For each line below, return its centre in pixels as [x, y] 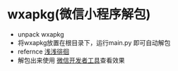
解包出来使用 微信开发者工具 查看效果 [71, 60]
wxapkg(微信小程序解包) [79, 14]
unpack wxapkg [41, 34]
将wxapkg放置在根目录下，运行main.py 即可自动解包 [94, 42]
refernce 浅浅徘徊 [43, 51]
